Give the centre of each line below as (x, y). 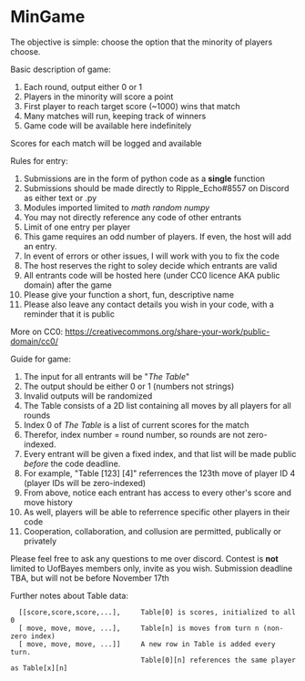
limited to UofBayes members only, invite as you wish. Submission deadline (152, 568)
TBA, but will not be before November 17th (90, 578)
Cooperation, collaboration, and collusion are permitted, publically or (152, 531)
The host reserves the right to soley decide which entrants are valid (150, 265)
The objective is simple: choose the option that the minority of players (142, 42)
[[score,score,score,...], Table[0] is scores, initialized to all (158, 612)
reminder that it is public (69, 314)
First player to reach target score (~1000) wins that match (132, 106)
